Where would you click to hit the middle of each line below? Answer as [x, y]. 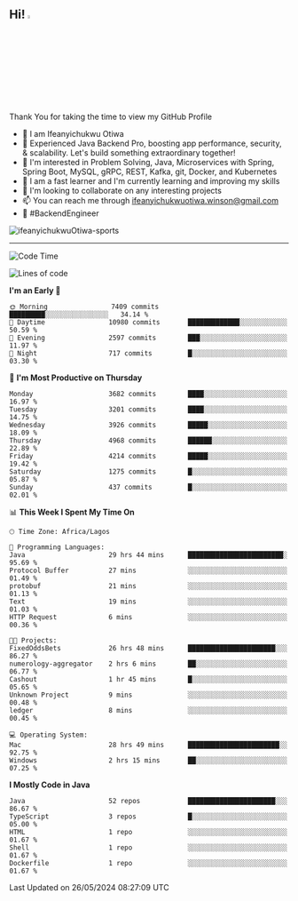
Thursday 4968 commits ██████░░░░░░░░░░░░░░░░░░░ [149, 440]
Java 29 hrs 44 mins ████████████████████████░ [149, 554]
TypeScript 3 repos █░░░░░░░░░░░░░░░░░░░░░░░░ [149, 817]
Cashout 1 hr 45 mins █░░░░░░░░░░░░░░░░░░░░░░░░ [149, 679]
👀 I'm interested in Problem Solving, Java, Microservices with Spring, [148, 162]
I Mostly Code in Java [50, 785]
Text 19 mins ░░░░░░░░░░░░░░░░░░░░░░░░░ [149, 602]
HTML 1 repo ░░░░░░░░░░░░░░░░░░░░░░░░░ [149, 832]
